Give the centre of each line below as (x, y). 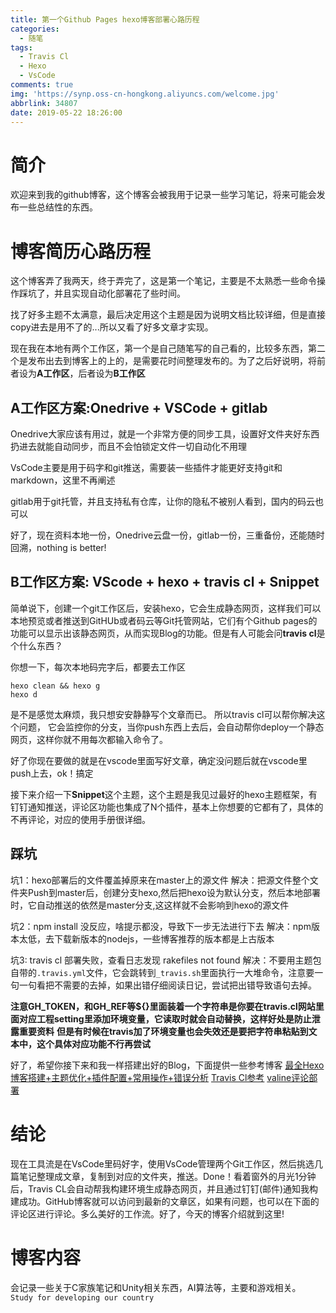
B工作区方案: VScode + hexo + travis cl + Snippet (165, 582)
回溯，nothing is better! (58, 548)
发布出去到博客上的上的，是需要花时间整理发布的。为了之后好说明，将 (172, 361)
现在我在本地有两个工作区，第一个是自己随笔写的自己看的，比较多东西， (159, 348)
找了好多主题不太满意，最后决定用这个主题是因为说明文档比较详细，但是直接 (168, 315)
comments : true (42, 85)
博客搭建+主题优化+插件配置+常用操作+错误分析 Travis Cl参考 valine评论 (160, 1077)
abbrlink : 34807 (44, 103)
